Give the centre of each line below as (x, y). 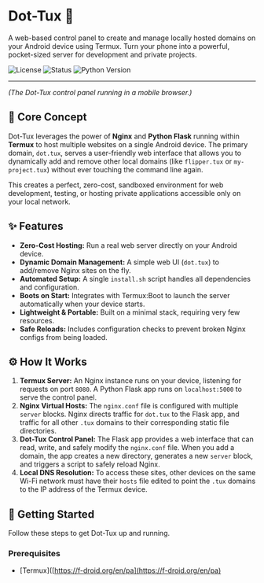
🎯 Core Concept (48, 117)
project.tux (27, 170)
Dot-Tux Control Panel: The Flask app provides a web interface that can (136, 439)
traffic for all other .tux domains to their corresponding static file (124, 422)
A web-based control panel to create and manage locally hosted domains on (132, 38)
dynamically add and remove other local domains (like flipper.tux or (120, 161)
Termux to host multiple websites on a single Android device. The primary (128, 144)
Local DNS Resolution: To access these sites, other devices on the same (137, 473)
